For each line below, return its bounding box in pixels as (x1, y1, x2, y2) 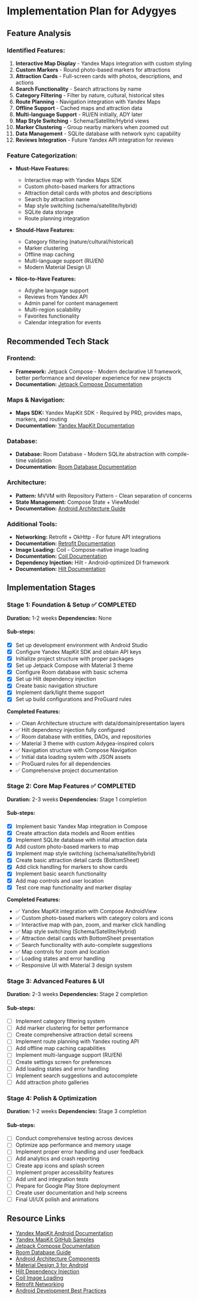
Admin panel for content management (24, 300, 118, 307)
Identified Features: (7, 46, 65, 55)
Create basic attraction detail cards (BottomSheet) (15, 857, 140, 864)
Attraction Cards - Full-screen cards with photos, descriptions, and (15, 72, 182, 79)
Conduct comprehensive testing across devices (15, 1135, 133, 1142)
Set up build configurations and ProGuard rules (15, 695, 132, 703)
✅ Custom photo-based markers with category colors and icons (15, 914, 173, 921)
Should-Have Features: (15, 226, 75, 234)
